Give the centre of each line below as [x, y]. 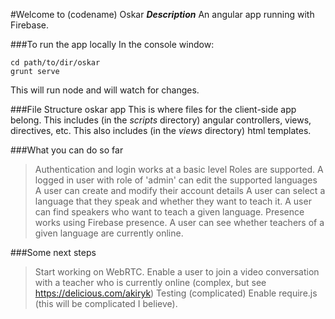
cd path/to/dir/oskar [55, 63]
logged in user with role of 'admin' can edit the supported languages [176, 180]
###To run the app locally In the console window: [112, 44]
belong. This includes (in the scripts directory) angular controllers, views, [161, 120]
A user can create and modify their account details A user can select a [180, 190]
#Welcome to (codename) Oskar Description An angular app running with [162, 14]
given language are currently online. [109, 233]
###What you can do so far [67, 150]
